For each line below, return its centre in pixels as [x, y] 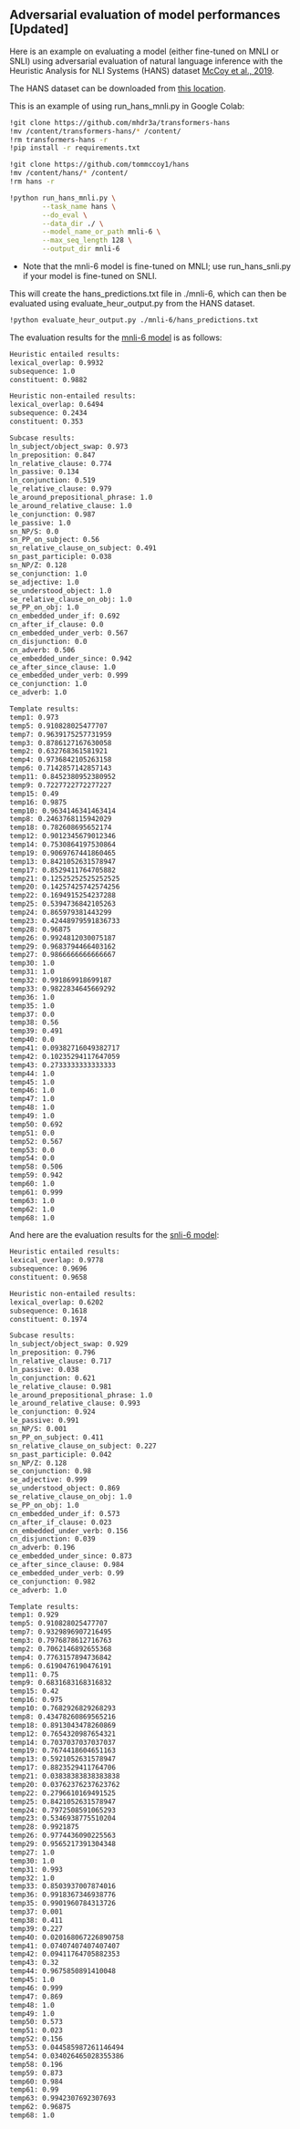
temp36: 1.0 [32, 997]
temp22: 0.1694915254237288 [63, 896]
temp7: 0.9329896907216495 [61, 1632]
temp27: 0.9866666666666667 [63, 955]
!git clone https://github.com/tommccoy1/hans [99, 165]
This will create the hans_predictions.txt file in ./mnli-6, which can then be [148, 294]
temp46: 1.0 [32, 1090]
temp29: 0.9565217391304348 [63, 1844]
